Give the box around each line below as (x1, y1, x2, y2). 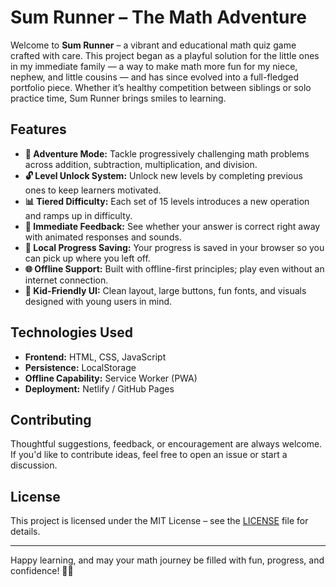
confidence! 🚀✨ (10, 565, 74, 577)
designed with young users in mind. (24, 295, 173, 307)
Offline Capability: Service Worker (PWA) (24, 372, 198, 384)
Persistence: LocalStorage (24, 361, 137, 373)
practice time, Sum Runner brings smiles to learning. (10, 92, 227, 104)
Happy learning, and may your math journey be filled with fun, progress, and (10, 554, 325, 566)
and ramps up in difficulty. (24, 209, 133, 221)
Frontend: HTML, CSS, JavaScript (24, 351, 167, 363)
